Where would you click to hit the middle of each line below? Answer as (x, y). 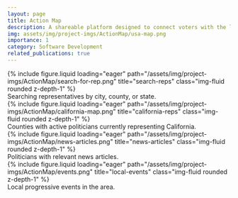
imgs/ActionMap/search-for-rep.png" (62, 81)
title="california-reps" (149, 111)
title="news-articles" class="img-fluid (170, 141)
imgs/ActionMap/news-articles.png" (60, 141)
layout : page (27, 14)
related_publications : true (49, 54)
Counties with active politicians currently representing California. (102, 126)
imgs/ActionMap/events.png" (50, 172)
